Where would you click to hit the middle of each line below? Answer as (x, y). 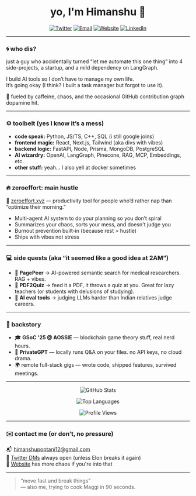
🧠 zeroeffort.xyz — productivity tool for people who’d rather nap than (89, 201)
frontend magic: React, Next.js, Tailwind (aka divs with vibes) (89, 142)
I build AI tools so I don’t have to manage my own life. (70, 79)
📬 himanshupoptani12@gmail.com (48, 449)
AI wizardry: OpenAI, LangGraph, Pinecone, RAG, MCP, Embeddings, (98, 155)
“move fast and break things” (55, 480)
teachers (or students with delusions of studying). (74, 291)
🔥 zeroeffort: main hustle (42, 188)
